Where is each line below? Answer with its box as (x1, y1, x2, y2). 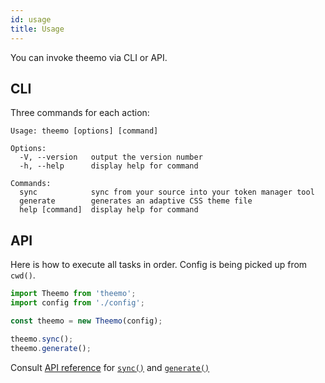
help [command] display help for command (19, 205, 199, 215)
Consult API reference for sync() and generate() (10, 361, 210, 373)
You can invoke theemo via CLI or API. (10, 51, 168, 63)
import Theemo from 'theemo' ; (10, 289, 137, 299)
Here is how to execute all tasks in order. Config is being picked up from (10, 259, 308, 271)
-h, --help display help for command (19, 161, 199, 171)
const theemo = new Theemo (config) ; (10, 316, 163, 326)
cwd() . (10, 269, 36, 281)
